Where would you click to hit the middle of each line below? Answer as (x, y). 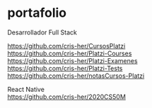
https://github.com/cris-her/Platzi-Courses (70, 53)
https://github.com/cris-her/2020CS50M (66, 97)
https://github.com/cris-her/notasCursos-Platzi (76, 76)
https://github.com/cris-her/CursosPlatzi (66, 46)
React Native (26, 89)
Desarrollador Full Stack (42, 32)
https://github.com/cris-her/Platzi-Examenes (72, 60)
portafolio (37, 13)
